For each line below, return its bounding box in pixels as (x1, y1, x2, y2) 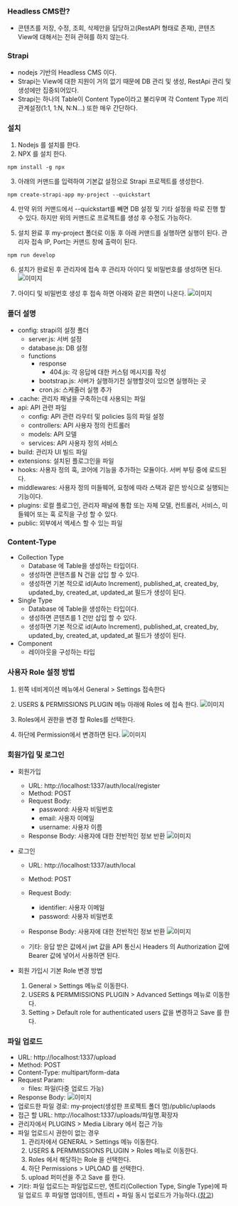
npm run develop (7, 251, 55, 259)
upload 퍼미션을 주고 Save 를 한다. (28, 1173, 126, 1182)
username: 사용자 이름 (38, 823, 103, 831)
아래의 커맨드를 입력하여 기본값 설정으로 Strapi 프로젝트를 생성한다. (17, 176, 204, 186)
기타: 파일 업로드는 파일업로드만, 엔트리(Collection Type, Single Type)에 (17, 1182, 220, 1190)
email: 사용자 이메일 (38, 814, 94, 823)
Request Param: (17, 1076, 65, 1084)
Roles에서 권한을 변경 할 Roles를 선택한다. (17, 715, 136, 723)
